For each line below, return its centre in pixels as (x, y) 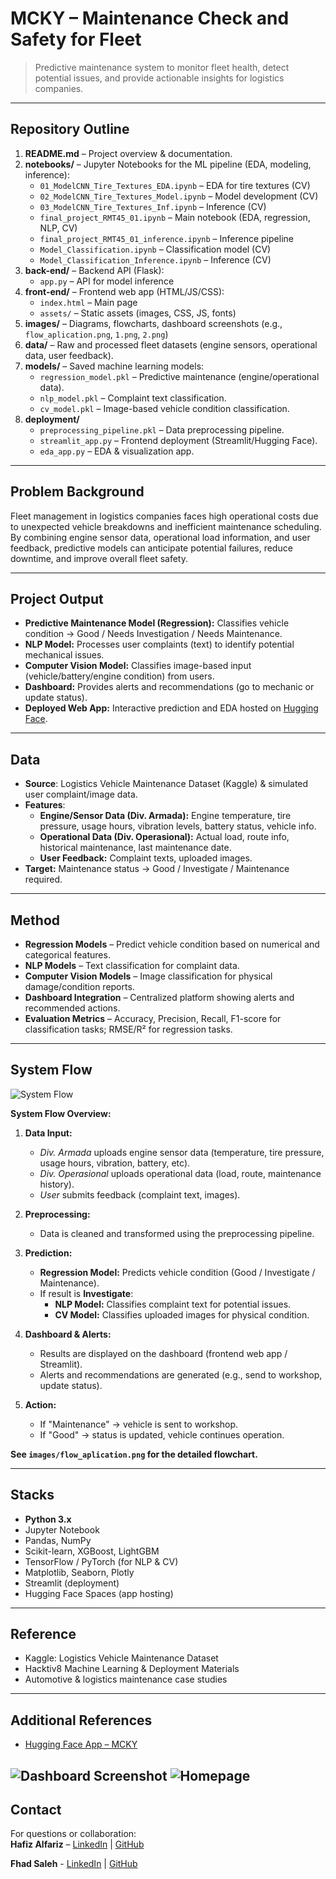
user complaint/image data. (81, 794)
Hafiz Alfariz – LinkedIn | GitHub (77, 1844)
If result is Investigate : (86, 1293)
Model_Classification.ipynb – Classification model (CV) (155, 249)
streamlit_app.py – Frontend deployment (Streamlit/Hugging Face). (178, 440)
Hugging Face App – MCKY (81, 1744)
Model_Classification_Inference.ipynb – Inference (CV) (155, 259)
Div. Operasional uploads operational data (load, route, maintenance (180, 1173)
